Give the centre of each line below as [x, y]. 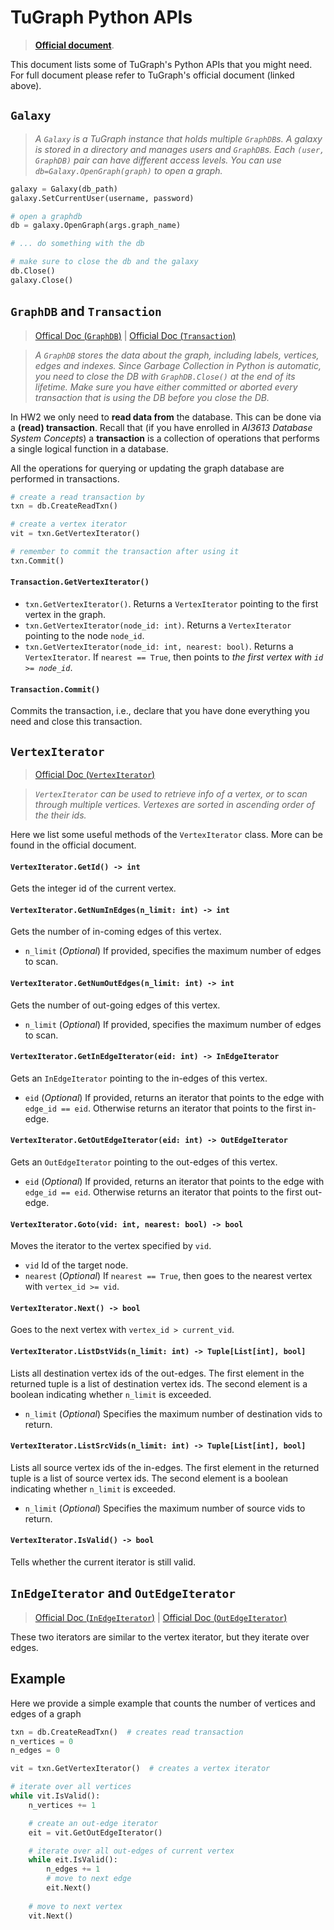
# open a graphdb [46, 216]
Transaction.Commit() [55, 689]
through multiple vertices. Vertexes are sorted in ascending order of [174, 805]
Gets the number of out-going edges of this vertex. [115, 1005]
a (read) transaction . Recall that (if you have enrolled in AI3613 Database [161, 427]
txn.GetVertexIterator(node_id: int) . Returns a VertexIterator [158, 625]
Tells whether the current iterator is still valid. [103, 1562]
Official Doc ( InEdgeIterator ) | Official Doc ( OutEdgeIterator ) [161, 1617]
